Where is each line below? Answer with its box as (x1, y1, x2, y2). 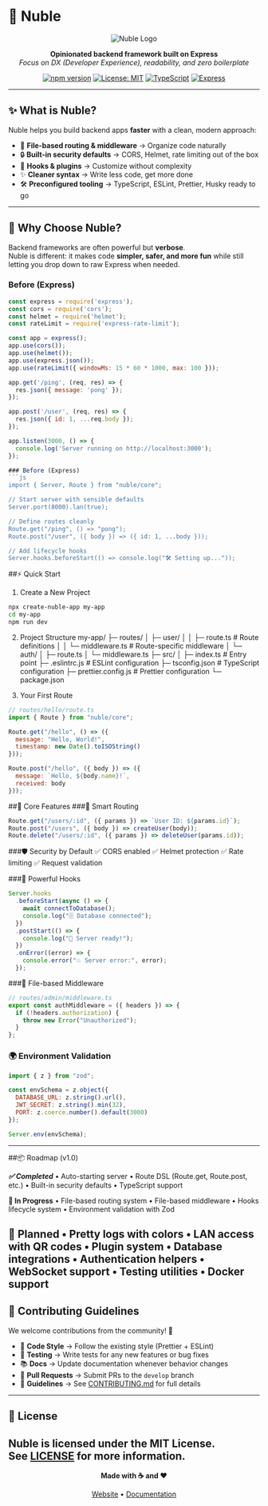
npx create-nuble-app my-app (8, 603, 105, 611)
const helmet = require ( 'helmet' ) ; (8, 312, 127, 321)
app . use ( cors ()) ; (8, 342, 66, 350)
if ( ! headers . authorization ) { (15, 1009, 120, 1017)
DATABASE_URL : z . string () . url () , (15, 1093, 127, 1102)
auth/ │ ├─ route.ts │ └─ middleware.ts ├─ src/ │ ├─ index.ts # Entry (19, 649, 247, 659)
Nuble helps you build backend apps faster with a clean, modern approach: (8, 125, 257, 134)
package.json (19, 675, 65, 685)
